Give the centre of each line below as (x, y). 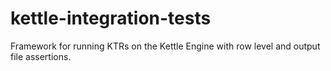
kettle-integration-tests (111, 18)
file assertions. (41, 56)
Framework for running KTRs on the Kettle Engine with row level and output (165, 46)
